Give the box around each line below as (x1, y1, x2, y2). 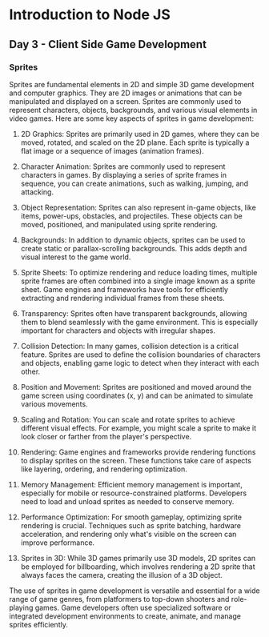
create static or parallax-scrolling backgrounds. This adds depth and (20, 243, 247, 253)
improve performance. (20, 538, 95, 547)
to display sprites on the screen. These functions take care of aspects (20, 455, 251, 465)
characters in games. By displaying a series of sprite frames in (20, 170, 227, 179)
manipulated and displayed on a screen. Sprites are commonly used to (9, 96, 242, 106)
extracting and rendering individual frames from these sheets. (20, 293, 225, 302)
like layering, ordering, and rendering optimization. (20, 464, 187, 474)
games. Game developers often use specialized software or (34, 603, 231, 612)
